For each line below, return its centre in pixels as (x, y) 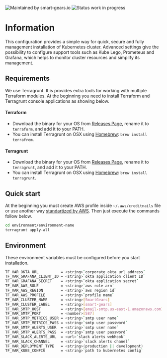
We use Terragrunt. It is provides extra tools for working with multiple (76, 90)
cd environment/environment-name (40, 225)
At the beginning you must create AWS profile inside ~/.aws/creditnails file (83, 205)
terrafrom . (23, 139)
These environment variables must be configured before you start (73, 257)
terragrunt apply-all (28, 230)
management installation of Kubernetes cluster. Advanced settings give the (82, 47)
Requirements (27, 79)
